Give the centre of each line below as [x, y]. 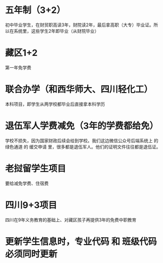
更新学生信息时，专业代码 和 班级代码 [81, 241]
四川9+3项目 [31, 205]
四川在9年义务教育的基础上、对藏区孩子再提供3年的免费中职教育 [71, 220]
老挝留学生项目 [36, 168]
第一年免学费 [18, 67]
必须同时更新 [31, 254]
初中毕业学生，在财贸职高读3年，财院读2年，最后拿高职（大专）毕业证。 [80, 25]
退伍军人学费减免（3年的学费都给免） [82, 126]
